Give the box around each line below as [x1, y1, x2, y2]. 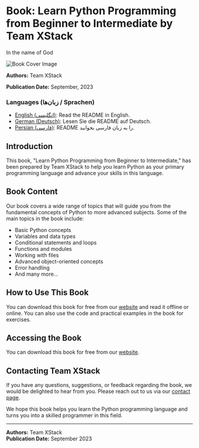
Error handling [14, 264, 50, 271]
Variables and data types [14, 233, 76, 240]
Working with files [14, 252, 59, 259]
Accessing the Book [6, 333, 82, 343]
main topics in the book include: [6, 215, 84, 222]
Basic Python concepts [14, 226, 72, 233]
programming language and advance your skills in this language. [6, 170, 164, 177]
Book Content [6, 186, 58, 196]
